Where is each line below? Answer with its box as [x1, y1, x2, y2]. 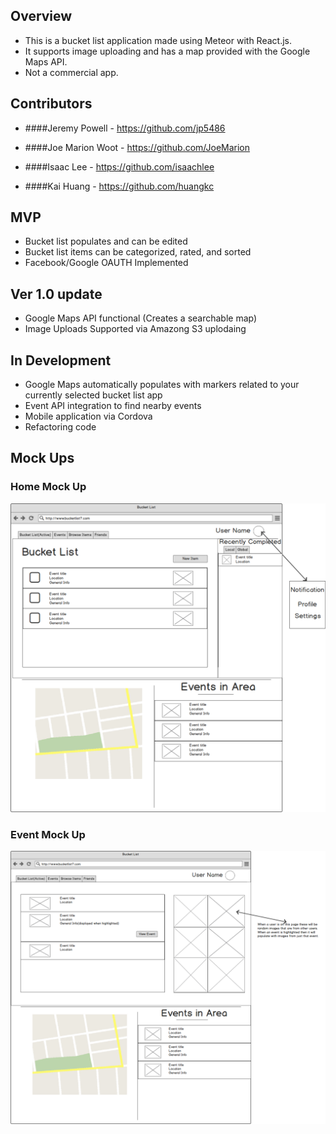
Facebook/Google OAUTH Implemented [24, 257, 189, 269]
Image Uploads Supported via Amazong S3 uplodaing [24, 323, 247, 335]
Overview [10, 8, 73, 25]
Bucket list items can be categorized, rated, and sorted [24, 246, 252, 258]
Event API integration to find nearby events [24, 400, 202, 412]
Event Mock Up [10, 827, 86, 841]
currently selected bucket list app [24, 389, 163, 401]
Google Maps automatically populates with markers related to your [24, 379, 300, 391]
